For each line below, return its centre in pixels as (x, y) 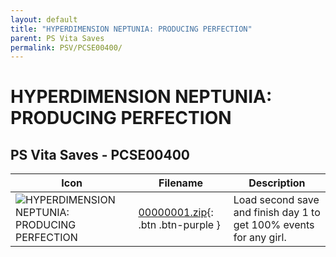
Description (277, 183)
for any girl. (260, 238)
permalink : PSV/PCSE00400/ (66, 47)
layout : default (44, 19)
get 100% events (274, 225)
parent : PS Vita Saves (57, 38)
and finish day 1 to (277, 213)
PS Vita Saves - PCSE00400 (100, 154)
